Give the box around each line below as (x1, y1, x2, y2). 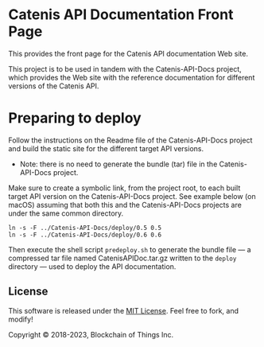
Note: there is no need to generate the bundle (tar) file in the (19, 159, 218, 169)
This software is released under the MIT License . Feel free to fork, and (8, 306, 239, 315)
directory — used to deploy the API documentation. (8, 261, 177, 271)
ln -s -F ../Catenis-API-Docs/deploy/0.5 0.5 (8, 224, 161, 232)
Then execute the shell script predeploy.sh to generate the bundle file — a (8, 244, 252, 254)
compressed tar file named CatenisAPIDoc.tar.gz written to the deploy (8, 253, 237, 263)
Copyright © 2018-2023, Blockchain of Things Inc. (8, 329, 174, 339)
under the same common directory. (8, 209, 124, 218)
